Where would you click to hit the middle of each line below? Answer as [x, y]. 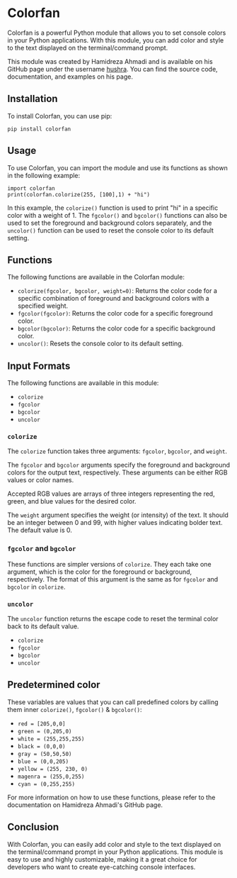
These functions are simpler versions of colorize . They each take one [109, 564]
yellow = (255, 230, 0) [53, 769]
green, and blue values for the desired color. [72, 501]
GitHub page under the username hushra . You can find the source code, [112, 69]
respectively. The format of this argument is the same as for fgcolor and [113, 579]
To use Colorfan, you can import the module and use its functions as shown [117, 167]
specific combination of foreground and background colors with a [114, 299]
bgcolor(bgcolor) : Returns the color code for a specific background [116, 328]
